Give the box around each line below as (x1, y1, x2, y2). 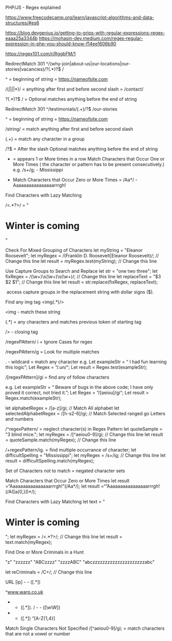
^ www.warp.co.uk (5, 589, 44, 595)
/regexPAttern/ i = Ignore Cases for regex (5, 339, 92, 345)
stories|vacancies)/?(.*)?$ (5, 66, 61, 72)
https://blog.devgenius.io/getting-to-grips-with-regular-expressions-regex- (5, 30, 165, 35)
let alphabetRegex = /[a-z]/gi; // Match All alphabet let (5, 405, 120, 411)
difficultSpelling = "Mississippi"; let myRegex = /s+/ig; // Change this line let (5, 452, 166, 458)
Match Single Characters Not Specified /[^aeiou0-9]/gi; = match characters (5, 625, 165, 631)
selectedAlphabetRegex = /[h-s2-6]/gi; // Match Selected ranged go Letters (5, 410, 166, 416)
